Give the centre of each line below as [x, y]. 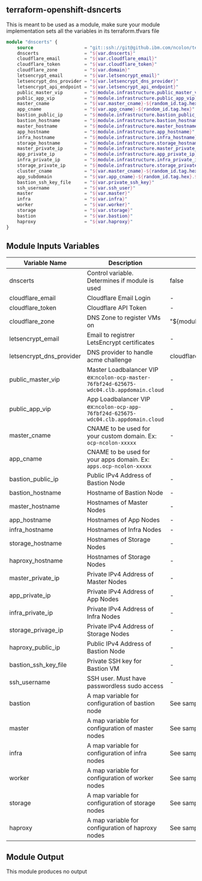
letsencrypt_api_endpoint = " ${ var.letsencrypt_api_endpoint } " [98, 87]
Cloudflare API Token [117, 308]
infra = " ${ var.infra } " [72, 199]
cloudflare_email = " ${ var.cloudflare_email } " [87, 59]
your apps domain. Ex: [118, 460]
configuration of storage [121, 803]
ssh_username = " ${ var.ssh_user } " [76, 188]
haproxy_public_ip [35, 647]
